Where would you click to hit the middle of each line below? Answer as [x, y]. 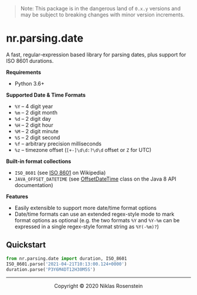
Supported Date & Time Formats [46, 95]
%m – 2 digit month [36, 112]
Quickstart [26, 245]
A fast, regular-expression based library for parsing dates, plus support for [96, 55]
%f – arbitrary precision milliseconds [58, 144]
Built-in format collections [39, 161]
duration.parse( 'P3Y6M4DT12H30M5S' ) [51, 269]
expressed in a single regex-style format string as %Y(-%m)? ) [87, 226]
